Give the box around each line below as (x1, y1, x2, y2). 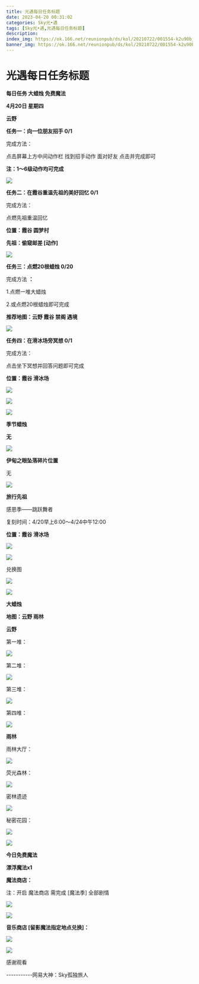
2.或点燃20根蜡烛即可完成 (6, 300, 69, 308)
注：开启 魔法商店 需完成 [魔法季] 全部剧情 (6, 889, 110, 896)
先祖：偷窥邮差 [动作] (6, 239, 58, 246)
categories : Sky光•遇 (6, 20, 58, 25)
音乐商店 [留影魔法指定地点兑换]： (6, 924, 89, 931)
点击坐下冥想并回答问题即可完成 (6, 362, 84, 369)
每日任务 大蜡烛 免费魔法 (6, 89, 66, 97)
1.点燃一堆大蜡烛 (6, 288, 46, 295)
